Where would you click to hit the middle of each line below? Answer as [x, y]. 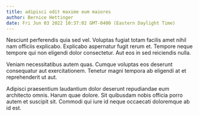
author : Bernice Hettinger [40, 17]
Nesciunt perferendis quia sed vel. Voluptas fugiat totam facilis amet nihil [97, 40]
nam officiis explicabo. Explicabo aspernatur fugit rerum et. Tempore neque [99, 46]
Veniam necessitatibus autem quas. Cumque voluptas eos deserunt [89, 64]
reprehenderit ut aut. [32, 77]
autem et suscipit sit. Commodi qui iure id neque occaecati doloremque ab [98, 102]
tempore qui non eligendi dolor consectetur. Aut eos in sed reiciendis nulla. [99, 53]
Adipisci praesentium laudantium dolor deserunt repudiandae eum [88, 89]
